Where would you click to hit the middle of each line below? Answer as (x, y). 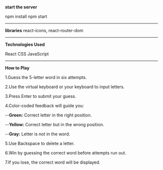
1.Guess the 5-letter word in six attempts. (46, 77)
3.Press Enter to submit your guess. (41, 96)
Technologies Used (25, 44)
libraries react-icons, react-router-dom (44, 30)
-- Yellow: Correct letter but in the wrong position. (55, 124)
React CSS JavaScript (27, 54)
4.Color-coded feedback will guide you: (44, 106)
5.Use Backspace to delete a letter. (40, 143)
